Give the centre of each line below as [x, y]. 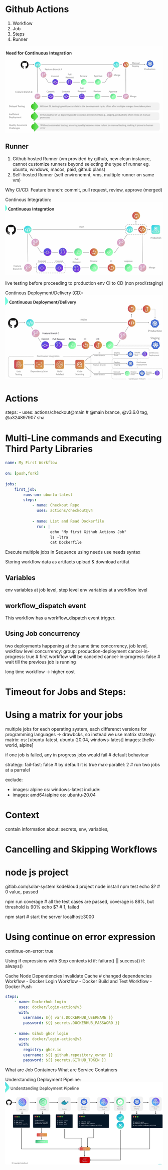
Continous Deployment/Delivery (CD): [44, 293]
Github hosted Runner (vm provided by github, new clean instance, [82, 158]
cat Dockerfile [66, 543]
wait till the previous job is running [41, 662]
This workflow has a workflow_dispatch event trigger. [60, 618]
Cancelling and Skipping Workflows [81, 850]
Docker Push [19, 987]
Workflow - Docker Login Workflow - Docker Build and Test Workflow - [78, 981]
